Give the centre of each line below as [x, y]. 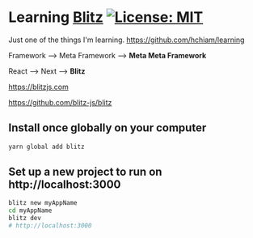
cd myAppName [30, 210]
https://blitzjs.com [38, 87]
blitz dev [25, 219]
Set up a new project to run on [85, 172]
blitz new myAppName [43, 203]
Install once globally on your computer [108, 128]
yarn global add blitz [46, 147]
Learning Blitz [56, 17]
